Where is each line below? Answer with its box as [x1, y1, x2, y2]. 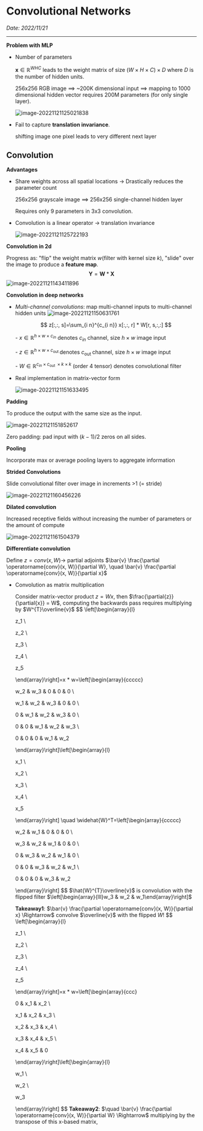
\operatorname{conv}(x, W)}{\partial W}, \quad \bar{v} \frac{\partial [6, 563, 176, 570]
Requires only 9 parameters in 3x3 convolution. [14, 207, 133, 215]
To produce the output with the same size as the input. [6, 409, 142, 416]
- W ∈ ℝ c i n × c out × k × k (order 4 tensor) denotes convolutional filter [14, 361, 182, 369]
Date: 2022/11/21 [6, 24, 48, 31]
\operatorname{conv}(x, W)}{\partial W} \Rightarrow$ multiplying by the [14, 1111, 195, 1119]
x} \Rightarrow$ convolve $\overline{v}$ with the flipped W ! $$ [14, 911, 173, 918]
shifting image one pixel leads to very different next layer [14, 132, 157, 140]
